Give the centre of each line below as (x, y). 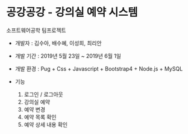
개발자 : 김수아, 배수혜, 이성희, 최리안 (58, 43)
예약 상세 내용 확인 (46, 124)
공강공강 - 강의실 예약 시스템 (72, 12)
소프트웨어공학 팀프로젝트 (36, 30)
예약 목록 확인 (40, 117)
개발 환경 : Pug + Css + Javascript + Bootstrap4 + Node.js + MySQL (99, 69)
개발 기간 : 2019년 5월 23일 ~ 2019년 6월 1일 (68, 56)
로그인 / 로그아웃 (43, 94)
